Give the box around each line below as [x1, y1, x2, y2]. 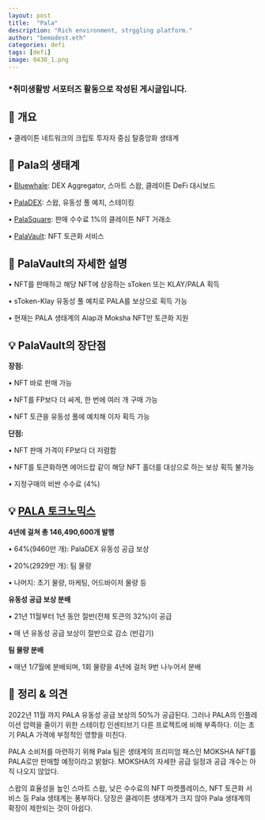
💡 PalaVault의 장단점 [8, 339, 107, 352]
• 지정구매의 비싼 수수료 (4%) [8, 479, 100, 489]
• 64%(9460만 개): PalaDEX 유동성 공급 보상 [8, 544, 150, 554]
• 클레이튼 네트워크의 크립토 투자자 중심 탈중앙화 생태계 [8, 132, 180, 143]
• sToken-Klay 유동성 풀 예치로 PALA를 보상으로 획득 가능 [8, 297, 187, 306]
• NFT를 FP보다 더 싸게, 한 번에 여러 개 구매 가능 [8, 395, 158, 404]
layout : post [8, 11, 51, 20]
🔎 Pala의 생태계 [8, 159, 81, 171]
